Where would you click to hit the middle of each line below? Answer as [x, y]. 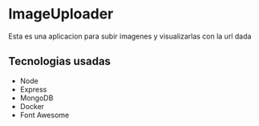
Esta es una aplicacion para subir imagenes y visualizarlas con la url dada [130, 36]
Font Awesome [45, 115]
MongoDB [36, 98]
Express [33, 89]
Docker [32, 106]
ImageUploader [61, 14]
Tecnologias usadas [59, 61]
